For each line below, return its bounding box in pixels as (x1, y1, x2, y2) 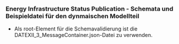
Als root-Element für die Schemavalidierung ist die (14, 25, 138, 32)
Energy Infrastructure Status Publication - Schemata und (5, 5, 174, 13)
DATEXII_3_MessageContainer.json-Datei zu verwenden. (14, 32, 153, 39)
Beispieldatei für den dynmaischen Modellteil (5, 12, 140, 20)
